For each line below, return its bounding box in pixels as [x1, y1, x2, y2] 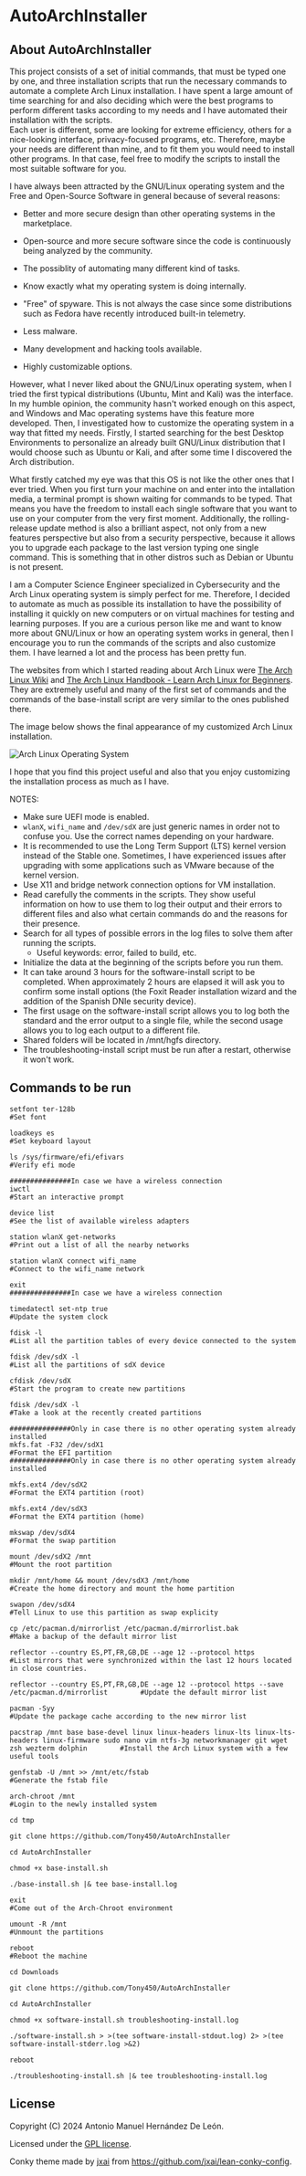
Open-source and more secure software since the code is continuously [22, 236, 291, 247]
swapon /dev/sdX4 [9, 1600, 76, 1609]
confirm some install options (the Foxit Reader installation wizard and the [22, 986, 297, 996]
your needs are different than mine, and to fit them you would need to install [9, 143, 295, 154]
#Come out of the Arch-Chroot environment [9, 1903, 174, 1913]
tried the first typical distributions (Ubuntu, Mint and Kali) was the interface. [9, 389, 294, 399]
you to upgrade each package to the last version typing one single [9, 542, 259, 552]
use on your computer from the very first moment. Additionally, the [9, 513, 261, 523]
